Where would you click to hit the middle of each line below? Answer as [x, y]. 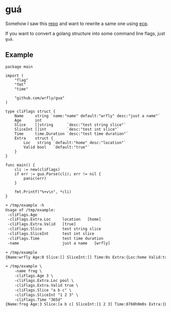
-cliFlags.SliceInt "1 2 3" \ [47, 295]
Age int [28, 120]
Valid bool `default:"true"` [57, 147]
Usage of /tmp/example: [31, 210]
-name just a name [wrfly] [59, 243]
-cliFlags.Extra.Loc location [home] [54, 220]
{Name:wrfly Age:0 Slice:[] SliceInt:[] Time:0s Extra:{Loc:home [76, 257]
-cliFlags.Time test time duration [55, 238]
